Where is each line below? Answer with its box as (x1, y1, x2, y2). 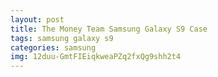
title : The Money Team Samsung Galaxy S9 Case (10, 24, 208, 34)
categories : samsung (10, 42, 97, 53)
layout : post (10, 14, 65, 25)
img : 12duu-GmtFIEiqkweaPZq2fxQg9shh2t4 (10, 52, 182, 62)
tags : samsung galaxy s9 (10, 33, 114, 43)
